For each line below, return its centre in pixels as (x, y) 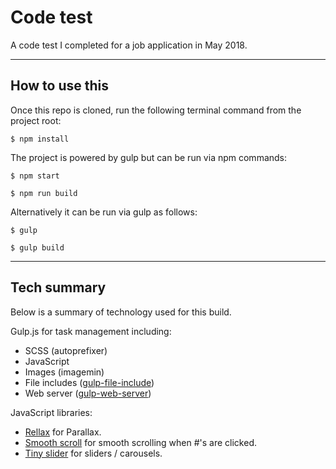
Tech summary (58, 287)
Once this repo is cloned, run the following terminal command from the (156, 110)
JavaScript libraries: (51, 412)
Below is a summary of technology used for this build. (121, 312)
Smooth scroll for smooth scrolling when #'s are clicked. (140, 442)
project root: (36, 120)
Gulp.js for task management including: (91, 331)
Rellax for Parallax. (63, 432)
